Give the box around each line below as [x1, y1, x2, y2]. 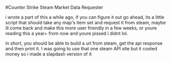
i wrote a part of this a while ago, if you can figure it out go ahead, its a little [5, 14, 165, 20]
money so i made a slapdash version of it [5, 51, 92, 57]
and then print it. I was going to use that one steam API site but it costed [5, 46, 158, 51]
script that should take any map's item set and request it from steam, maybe [5, 20, 166, 25]
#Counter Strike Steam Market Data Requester [5, 5, 103, 10]
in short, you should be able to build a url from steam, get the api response [5, 40, 163, 46]
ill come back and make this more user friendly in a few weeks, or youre [5, 25, 157, 31]
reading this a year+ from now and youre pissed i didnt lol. [5, 30, 128, 36]
